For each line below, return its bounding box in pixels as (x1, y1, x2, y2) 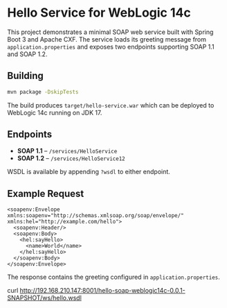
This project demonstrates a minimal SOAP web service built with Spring (7, 28, 214, 36)
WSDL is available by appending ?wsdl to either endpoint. (7, 168, 171, 176)
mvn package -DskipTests (7, 88, 79, 95)
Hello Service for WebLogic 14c (7, 5, 192, 21)
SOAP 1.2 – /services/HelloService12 (17, 154, 126, 162)
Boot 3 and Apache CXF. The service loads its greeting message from (7, 35, 206, 43)
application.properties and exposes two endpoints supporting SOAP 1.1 (7, 42, 215, 51)
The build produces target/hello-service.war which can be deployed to (7, 101, 215, 109)
